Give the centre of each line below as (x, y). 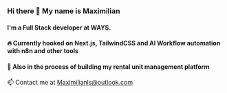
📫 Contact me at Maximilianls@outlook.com (70, 83)
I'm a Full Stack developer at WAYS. (59, 28)
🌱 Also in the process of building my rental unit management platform (108, 66)
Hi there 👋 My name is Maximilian (64, 11)
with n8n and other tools (43, 51)
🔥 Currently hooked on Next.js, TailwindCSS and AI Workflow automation (114, 43)
